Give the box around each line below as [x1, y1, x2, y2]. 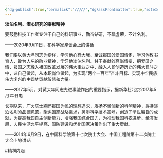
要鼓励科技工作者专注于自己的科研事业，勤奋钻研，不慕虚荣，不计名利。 [5, 31, 149, 37]
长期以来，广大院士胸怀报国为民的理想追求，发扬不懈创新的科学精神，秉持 [5, 103, 154, 109]
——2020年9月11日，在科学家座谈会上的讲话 [5, 42, 94, 47]
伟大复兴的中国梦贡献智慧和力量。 [5, 76, 73, 82]
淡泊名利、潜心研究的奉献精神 [5, 21, 65, 27]
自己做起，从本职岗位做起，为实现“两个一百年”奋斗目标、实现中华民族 [17, 70, 158, 76]
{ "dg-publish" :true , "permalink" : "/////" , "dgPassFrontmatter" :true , [5, 7, 145, 12]
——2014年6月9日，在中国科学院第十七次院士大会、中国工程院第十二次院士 [5, 131, 156, 137]
